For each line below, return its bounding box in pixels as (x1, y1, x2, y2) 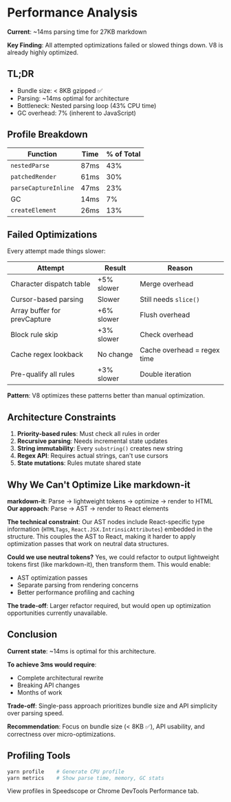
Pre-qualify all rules (10, 369, 76, 379)
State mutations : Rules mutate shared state (16, 459, 142, 467)
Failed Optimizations (7, 228, 98, 240)
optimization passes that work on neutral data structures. (7, 540, 169, 548)
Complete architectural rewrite (16, 673, 104, 682)
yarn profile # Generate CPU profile (7, 768, 125, 775)
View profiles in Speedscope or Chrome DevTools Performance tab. (7, 787, 199, 795)
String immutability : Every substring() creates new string (16, 444, 184, 453)
